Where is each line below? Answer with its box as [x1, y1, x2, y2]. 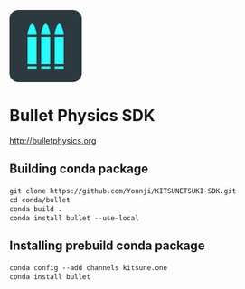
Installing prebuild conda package [9, 238, 205, 254]
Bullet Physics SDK [9, 106, 155, 126]
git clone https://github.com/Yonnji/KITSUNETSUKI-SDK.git [9, 186, 237, 195]
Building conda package [9, 162, 149, 177]
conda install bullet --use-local [9, 213, 140, 222]
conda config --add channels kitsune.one [9, 263, 168, 272]
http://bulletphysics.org [9, 135, 97, 145]
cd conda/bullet [9, 195, 71, 204]
